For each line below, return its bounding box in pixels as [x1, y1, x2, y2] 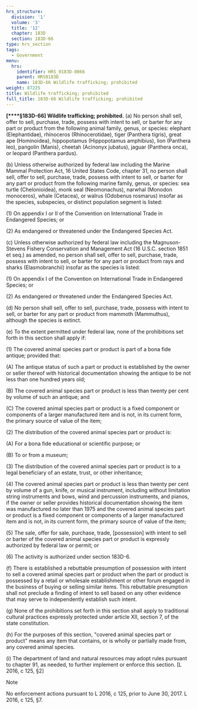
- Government [11, 52, 43, 58]
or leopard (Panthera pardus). [6, 149, 78, 156]
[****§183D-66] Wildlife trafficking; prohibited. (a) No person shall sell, [6, 112, 183, 119]
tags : [6, 47, 19, 53]
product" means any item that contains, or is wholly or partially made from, [6, 637, 187, 644]
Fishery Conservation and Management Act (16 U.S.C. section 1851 [26, 245, 188, 252]
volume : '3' [11, 19, 41, 25]
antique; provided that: [6, 352, 61, 359]
